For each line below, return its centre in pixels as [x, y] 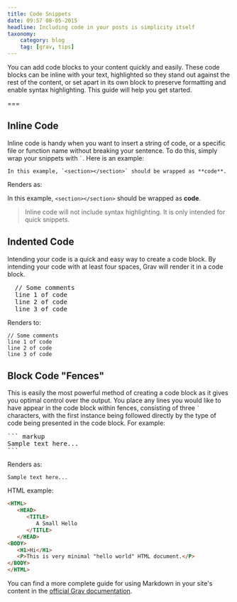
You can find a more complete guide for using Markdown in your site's [110, 584]
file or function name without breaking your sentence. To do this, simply [112, 151]
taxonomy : [22, 34]
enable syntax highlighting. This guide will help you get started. [100, 90]
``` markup [26, 437]
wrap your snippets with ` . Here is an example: [76, 158]
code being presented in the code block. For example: [86, 423]
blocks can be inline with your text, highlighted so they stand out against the [119, 75]
